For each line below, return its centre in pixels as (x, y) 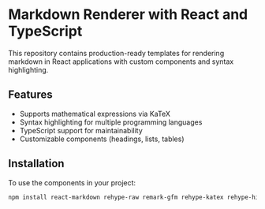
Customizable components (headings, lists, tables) (102, 139)
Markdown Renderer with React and (128, 15)
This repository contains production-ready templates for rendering (116, 53)
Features (30, 95)
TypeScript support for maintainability (81, 130)
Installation (36, 164)
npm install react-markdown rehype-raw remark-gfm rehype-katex (116, 197)
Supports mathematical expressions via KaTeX (95, 114)
